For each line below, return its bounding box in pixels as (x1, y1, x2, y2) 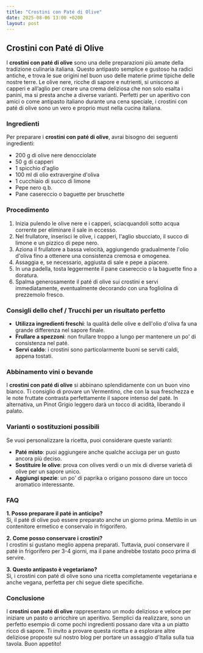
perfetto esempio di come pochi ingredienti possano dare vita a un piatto (6, 621, 189, 628)
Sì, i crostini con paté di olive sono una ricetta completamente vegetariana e (6, 572, 197, 579)
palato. (6, 407, 24, 415)
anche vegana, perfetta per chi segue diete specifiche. (6, 579, 144, 586)
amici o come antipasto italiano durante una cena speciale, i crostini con (6, 98, 188, 105)
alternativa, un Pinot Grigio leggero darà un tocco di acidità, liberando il (6, 401, 185, 409)
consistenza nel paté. (15, 340, 69, 347)
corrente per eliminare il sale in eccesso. (15, 226, 118, 234)
